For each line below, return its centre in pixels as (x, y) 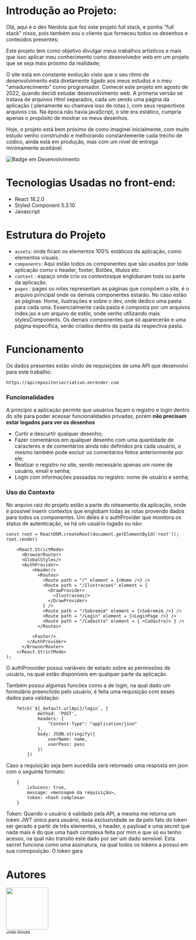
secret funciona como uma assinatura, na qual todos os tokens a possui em (97, 845)
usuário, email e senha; (43, 471)
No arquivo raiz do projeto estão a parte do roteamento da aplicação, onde (96, 505)
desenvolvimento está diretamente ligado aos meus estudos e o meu (89, 81)
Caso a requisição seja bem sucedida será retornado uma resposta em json (97, 766)
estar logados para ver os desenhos (51, 423)
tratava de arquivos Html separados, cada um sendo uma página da (88, 99)
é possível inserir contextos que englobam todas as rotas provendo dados (95, 511)
